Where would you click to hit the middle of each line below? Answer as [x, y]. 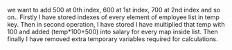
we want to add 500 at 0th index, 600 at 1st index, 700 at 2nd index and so [114, 10]
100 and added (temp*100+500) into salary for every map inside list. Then [113, 32]
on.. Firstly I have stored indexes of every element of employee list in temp [113, 17]
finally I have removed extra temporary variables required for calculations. [113, 39]
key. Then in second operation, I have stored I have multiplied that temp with [116, 24]
